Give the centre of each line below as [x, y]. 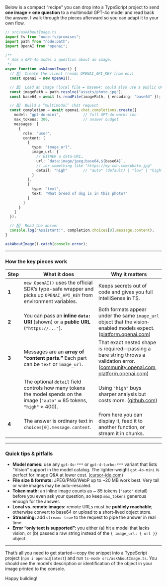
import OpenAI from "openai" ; [37, 46]
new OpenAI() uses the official [58, 283]
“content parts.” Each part [55, 358]
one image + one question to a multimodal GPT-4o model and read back [80, 12]
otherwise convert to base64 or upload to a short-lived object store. [82, 512]
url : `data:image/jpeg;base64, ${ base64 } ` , [81, 161]
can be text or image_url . [53, 364]
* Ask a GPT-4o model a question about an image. [60, 60]
